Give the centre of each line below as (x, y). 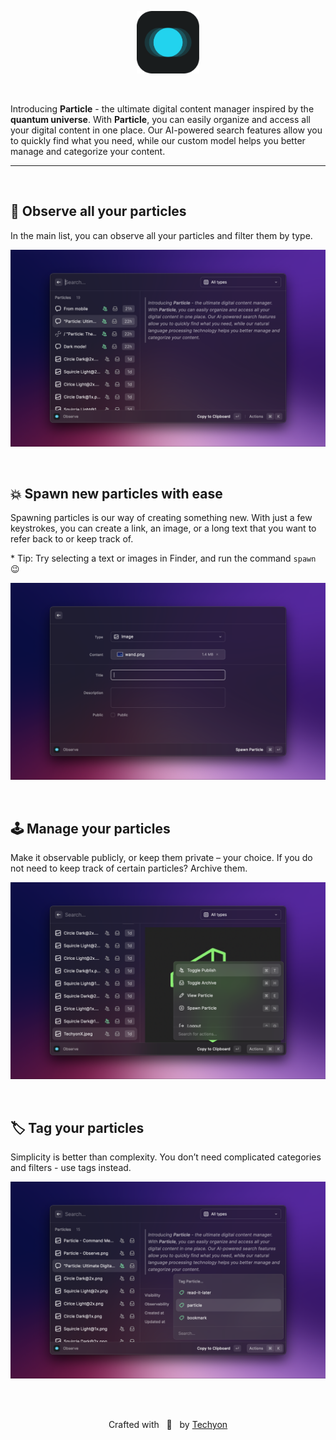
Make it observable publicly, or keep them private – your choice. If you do (161, 858)
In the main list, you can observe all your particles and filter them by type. (161, 235)
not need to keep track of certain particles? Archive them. (129, 868)
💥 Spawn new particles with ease (116, 494)
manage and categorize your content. (88, 151)
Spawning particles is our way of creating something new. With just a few (161, 518)
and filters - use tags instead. (71, 1168)
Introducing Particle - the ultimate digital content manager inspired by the (162, 108)
